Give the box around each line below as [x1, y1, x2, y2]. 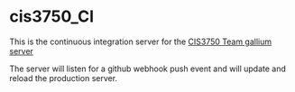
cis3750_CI [9, 6, 95, 27]
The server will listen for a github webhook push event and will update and [9, 63, 287, 74]
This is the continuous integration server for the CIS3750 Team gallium [9, 36, 272, 47]
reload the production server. [9, 72, 118, 83]
